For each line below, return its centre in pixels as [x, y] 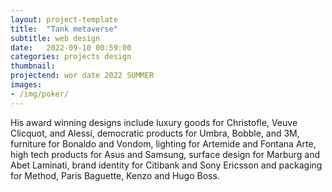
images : [26, 85]
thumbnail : [33, 66]
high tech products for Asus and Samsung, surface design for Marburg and [165, 154]
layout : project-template [64, 19]
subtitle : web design [55, 38]
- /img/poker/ [40, 94]
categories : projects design [71, 57]
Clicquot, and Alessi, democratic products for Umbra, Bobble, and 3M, [155, 133]
